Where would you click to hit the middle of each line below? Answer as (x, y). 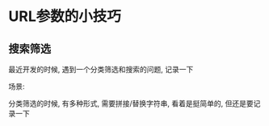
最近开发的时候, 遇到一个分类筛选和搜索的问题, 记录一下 (101, 69)
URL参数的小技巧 (65, 16)
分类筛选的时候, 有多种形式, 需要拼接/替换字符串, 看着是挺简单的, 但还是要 (131, 104)
